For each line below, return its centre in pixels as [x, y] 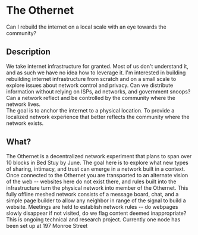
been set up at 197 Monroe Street [47, 225]
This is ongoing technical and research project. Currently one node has [93, 219]
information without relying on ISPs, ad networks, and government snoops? [98, 91]
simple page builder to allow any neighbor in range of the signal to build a [96, 200]
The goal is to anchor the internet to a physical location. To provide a [90, 110]
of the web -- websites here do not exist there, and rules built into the [91, 181]
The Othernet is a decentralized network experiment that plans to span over [99, 156]
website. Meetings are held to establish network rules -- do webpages [92, 206]
